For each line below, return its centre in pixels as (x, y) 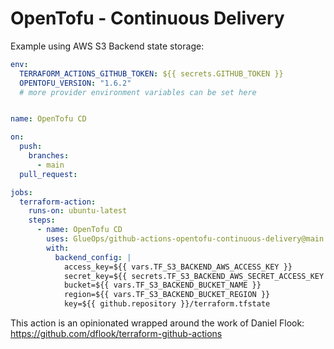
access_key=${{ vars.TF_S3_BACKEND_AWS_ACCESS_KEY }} (178, 267)
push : (31, 147)
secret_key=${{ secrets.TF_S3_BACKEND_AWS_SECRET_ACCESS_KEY (194, 276)
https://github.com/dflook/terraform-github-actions (116, 334)
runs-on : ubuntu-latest (78, 211)
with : (58, 248)
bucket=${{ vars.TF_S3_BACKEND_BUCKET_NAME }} (162, 285)
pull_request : (48, 174)
